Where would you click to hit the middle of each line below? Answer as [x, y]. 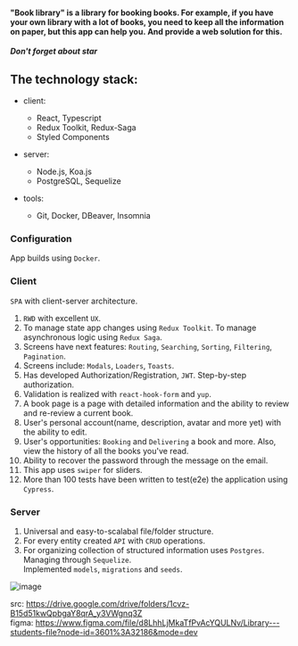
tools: [33, 199]
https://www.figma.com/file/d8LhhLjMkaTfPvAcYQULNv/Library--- [157, 622]
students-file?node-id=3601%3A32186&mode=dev [104, 632]
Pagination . [44, 356]
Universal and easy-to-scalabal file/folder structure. [118, 531]
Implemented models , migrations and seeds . [103, 569]
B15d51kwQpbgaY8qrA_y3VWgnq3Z [76, 613]
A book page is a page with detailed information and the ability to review [156, 403]
